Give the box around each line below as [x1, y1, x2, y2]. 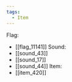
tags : [6, 9, 20, 15]
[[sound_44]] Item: [15, 62, 62, 70]
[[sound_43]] [15, 49, 48, 56]
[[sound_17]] [15, 56, 46, 63]
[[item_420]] [15, 69, 47, 76]
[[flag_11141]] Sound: [15, 43, 67, 50]
